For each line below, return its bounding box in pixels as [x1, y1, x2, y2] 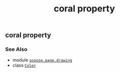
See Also [5, 46, 28, 53]
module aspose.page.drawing [12, 57, 72, 63]
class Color [12, 63, 36, 69]
